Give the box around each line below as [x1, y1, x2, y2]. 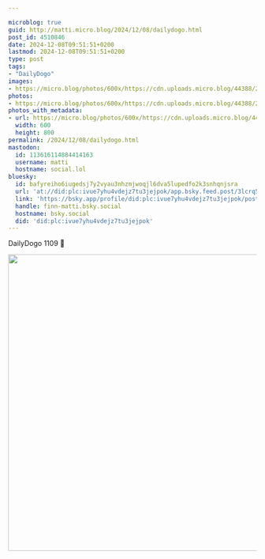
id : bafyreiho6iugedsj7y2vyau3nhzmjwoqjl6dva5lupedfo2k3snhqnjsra [15, 180, 238, 188]
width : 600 [15, 122, 51, 130]
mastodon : [8, 143, 41, 151]
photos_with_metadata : [8, 107, 83, 115]
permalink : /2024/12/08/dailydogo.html [8, 136, 140, 144]
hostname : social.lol [15, 165, 87, 174]
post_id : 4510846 [8, 33, 65, 41]
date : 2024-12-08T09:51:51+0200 [8, 40, 114, 48]
